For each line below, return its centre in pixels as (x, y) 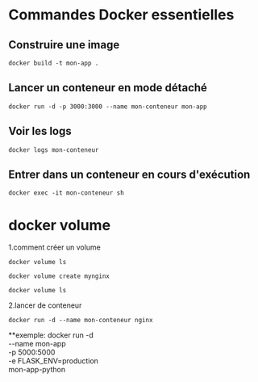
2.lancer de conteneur (45, 305)
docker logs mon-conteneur (54, 150)
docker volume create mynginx (59, 276)
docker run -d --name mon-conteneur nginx (81, 321)
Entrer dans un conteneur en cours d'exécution (129, 175)
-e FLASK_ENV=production (54, 361)
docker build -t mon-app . (54, 63)
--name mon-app (37, 344)
